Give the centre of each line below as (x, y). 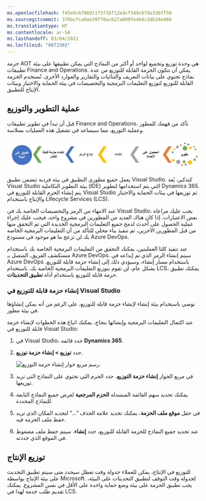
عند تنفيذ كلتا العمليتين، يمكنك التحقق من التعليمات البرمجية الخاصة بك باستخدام (97, 249)
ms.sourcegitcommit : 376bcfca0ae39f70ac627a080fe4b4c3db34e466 (90, 19)
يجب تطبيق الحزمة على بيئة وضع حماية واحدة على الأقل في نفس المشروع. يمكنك (100, 485)
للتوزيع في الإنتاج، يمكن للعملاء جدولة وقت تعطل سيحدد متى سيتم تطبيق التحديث (99, 472)
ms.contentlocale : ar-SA (39, 32)
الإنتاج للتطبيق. (24, 89)
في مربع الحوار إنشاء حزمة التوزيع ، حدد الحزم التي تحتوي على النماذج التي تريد (105, 376)
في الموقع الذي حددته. (41, 438)
